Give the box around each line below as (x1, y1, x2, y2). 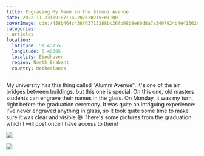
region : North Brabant (12, 59, 69, 65)
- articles (6, 31, 34, 37)
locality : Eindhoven (12, 54, 64, 60)
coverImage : (6, 20, 36, 26)
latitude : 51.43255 (12, 43, 61, 49)
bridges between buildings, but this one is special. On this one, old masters (6, 88, 194, 96)
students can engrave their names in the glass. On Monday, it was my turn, (6, 94, 194, 102)
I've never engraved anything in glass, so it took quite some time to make (6, 107, 189, 115)
